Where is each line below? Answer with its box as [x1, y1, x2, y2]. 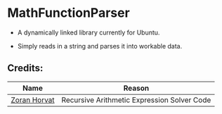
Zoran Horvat [11, 95, 55, 105]
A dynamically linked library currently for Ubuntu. [17, 28, 160, 37]
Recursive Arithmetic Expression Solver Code [61, 95, 211, 105]
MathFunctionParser [7, 5, 130, 21]
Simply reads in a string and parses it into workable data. [17, 42, 183, 50]
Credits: [7, 62, 44, 75]
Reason [123, 83, 150, 93]
